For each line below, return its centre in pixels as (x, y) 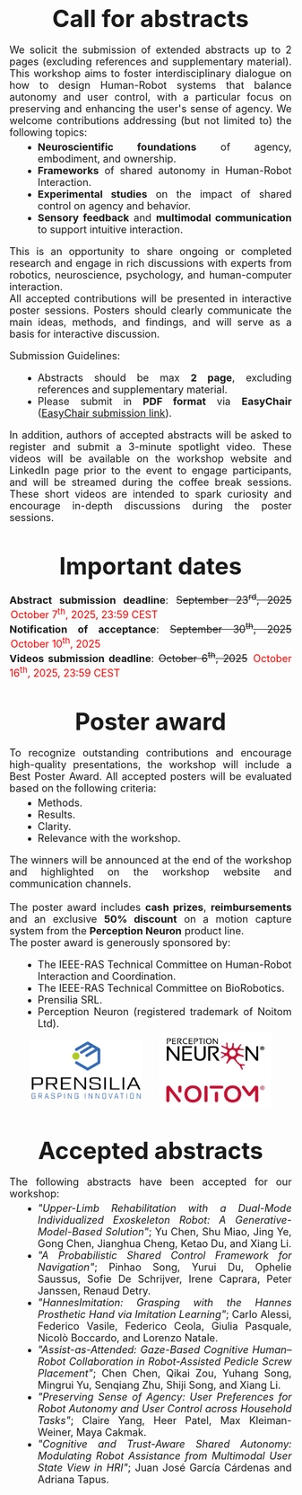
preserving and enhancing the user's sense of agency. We (151, 109)
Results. (56, 815)
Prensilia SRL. (70, 1000)
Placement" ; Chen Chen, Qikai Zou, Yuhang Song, (164, 1374)
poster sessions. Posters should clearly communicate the (151, 310)
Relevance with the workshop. (109, 838)
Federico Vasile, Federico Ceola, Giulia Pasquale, (164, 1327)
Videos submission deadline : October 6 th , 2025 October (151, 657)
